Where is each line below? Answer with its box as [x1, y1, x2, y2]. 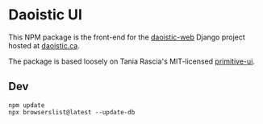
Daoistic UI [8, 6, 83, 24]
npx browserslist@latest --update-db [8, 108, 136, 116]
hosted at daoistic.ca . [8, 40, 81, 50]
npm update [8, 101, 45, 110]
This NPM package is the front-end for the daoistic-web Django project [8, 32, 246, 42]
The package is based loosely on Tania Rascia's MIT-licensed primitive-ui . [8, 56, 256, 66]
